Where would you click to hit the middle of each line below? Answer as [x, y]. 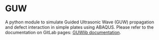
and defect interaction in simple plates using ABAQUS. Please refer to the [79, 27]
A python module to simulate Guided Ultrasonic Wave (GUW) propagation [79, 22]
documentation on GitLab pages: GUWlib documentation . [63, 32]
